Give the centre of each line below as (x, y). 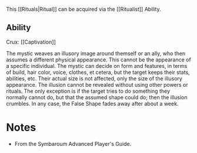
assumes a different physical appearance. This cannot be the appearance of (98, 60)
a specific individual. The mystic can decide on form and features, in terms (97, 66)
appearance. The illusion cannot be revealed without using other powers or (97, 84)
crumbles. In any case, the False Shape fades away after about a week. (92, 103)
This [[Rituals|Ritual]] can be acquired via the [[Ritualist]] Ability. (84, 9)
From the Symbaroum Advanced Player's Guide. (73, 144)
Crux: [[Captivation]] (31, 42)
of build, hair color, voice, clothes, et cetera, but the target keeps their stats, (98, 72)
